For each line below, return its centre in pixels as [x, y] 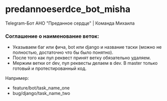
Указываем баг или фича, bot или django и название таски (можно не [87, 47]
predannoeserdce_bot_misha [68, 9]
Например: [17, 78]
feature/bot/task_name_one [41, 88]
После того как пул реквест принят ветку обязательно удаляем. [82, 58]
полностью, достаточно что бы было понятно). [63, 53]
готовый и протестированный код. [50, 68]
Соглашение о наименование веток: [52, 36]
